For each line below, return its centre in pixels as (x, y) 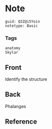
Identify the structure (26, 79)
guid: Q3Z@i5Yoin (23, 21)
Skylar (12, 53)
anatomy (13, 48)
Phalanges (16, 106)
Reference (21, 122)
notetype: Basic (21, 26)
